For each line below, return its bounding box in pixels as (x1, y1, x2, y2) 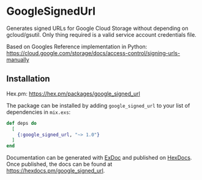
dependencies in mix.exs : (6, 108, 71, 116)
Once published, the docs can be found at (6, 160, 113, 168)
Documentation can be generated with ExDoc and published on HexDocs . (6, 154, 192, 162)
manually (6, 56, 29, 63)
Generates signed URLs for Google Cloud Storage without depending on (6, 24, 189, 32)
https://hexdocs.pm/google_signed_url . (6, 167, 105, 174)
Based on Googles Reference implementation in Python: (6, 43, 148, 50)
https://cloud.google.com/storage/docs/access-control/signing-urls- (6, 49, 181, 56)
